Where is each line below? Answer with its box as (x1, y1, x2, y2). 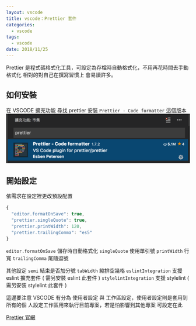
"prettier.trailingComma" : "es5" (11, 229, 93, 235)
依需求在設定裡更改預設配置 (6, 193, 73, 200)
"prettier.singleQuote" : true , (11, 217, 87, 224)
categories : (6, 22, 35, 28)
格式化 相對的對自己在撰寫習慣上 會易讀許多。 (6, 71, 117, 78)
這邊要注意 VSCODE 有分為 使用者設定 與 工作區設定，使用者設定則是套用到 (6, 294, 188, 301)
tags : (6, 34, 19, 40)
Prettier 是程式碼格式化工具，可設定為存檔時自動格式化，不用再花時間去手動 (6, 64, 189, 71)
